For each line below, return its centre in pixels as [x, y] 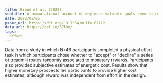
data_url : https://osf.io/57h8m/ [39, 27]
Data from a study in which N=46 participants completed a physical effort [79, 50]
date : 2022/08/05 [23, 18]
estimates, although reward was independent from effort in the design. [76, 75]
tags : [10, 32]
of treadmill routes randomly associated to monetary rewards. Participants [79, 60]
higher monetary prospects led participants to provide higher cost [71, 70]
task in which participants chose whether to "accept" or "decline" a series [79, 55]
